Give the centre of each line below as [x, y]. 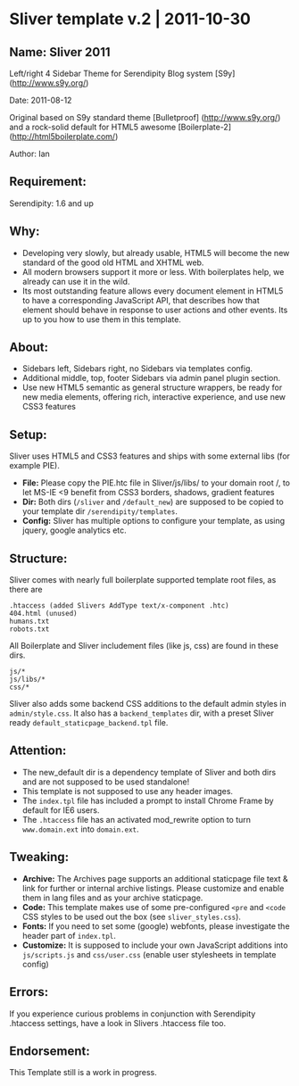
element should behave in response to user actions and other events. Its [155, 310]
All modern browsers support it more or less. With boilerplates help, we [153, 271]
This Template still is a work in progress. [83, 1073]
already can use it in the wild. [76, 281]
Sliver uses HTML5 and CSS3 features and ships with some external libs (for [149, 456]
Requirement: [48, 182]
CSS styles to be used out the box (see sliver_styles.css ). [131, 916]
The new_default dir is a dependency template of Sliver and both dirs [149, 772]
